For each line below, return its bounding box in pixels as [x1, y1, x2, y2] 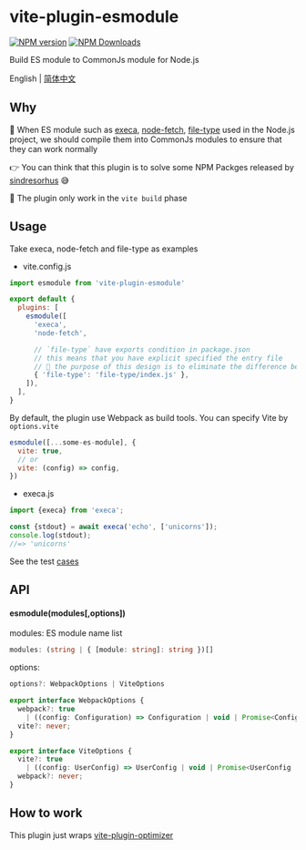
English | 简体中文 [9, 73, 76, 84]
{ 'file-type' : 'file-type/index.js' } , [33, 371, 189, 380]
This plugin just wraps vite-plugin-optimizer [9, 829, 174, 840]
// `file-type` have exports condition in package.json [33, 344, 250, 354]
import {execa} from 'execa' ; [9, 506, 125, 516]
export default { [9, 294, 76, 304]
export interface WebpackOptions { [9, 696, 145, 705]
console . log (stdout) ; [9, 531, 92, 540]
